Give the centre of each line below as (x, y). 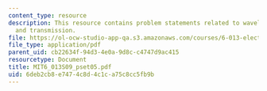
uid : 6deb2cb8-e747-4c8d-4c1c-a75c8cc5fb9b (81, 74)
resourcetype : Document (48, 60)
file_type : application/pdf (55, 45)
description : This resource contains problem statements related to (124, 23)
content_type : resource (48, 15)
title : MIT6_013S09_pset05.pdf (60, 67)
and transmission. (46, 30)
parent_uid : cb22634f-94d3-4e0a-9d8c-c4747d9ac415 (94, 52)
